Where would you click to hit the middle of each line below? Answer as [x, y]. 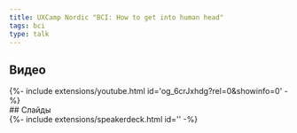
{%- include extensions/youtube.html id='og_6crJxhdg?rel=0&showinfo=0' [146, 91]
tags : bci [27, 26]
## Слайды [30, 110]
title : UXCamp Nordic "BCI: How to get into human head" [117, 17]
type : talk [29, 34]
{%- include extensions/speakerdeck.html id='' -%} [103, 120]
